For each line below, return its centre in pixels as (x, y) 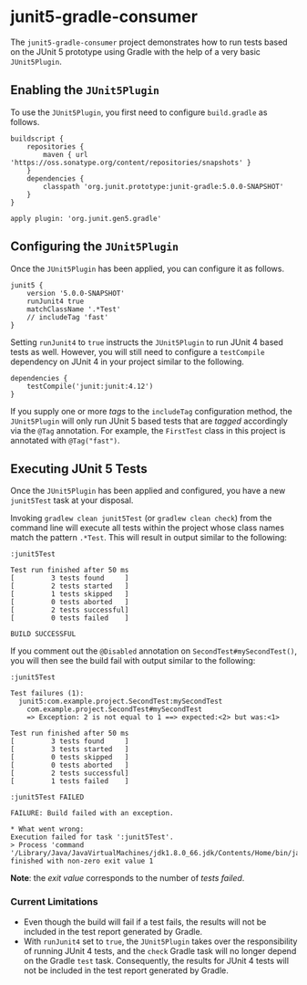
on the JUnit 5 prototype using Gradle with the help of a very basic (135, 51)
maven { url (66, 154)
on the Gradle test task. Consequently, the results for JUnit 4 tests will (156, 960)
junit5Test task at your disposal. (72, 500)
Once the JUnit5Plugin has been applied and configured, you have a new (148, 491)
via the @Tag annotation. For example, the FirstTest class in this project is (148, 430)
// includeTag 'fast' (67, 317)
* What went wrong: (47, 829)
